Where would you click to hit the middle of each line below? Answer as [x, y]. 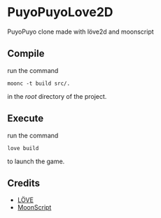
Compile [26, 54]
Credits [24, 183]
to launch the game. [36, 161]
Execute [26, 119]
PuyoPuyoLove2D [60, 12]
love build [23, 148]
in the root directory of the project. [57, 96]
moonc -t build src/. [39, 83]
